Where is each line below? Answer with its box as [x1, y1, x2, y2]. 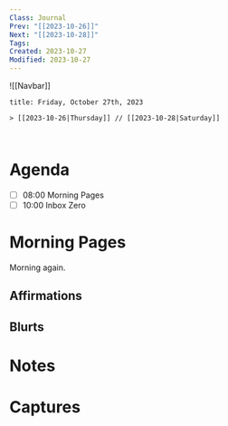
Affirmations [9, 288, 83, 304]
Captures [9, 397, 81, 418]
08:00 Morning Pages [22, 189, 104, 200]
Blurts [9, 319, 44, 334]
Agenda [9, 160, 70, 180]
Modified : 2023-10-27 [9, 55, 91, 64]
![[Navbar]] [9, 81, 52, 91]
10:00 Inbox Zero [22, 200, 86, 210]
